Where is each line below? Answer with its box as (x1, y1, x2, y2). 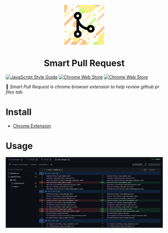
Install (5, 107, 32, 118)
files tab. (5, 89, 24, 95)
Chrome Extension (12, 122, 51, 129)
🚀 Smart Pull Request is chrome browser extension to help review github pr (5, 84, 160, 90)
